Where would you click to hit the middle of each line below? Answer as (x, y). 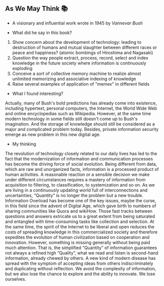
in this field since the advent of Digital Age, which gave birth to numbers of (81, 206)
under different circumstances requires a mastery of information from (75, 180)
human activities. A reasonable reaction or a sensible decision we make (77, 174)
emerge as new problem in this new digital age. (53, 134)
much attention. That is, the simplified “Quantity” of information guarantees (81, 248)
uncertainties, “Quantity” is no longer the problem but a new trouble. (74, 195)
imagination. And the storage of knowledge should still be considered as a (80, 124)
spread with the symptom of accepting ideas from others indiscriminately (79, 263)
